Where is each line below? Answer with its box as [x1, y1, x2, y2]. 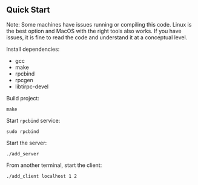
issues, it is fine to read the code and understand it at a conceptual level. [6, 33, 188, 41]
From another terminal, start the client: [6, 161, 102, 169]
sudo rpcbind [6, 128, 39, 135]
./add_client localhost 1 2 [6, 173, 78, 179]
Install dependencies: [6, 45, 60, 53]
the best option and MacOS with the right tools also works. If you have [6, 27, 182, 34]
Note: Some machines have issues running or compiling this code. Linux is [6, 21, 192, 28]
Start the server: [6, 139, 47, 146]
